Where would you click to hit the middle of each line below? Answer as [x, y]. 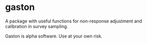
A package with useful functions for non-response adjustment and [74, 21]
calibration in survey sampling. [37, 26]
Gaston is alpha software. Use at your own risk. [54, 36]
